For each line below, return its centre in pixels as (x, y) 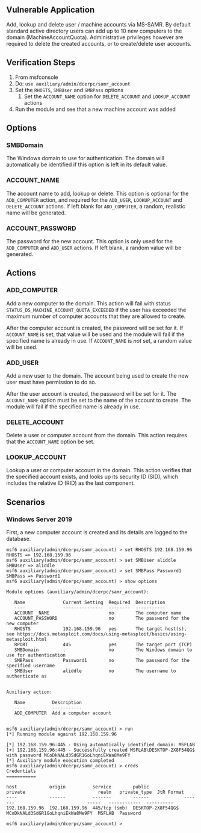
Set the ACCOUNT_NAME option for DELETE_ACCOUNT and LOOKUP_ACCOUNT (107, 96)
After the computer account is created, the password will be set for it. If (95, 328)
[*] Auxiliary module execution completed (60, 761)
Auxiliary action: (29, 692)
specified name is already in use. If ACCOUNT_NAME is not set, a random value (99, 340)
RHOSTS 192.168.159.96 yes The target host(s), (100, 629)
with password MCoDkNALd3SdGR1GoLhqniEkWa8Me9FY (68, 755)
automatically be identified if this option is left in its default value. (87, 164)
